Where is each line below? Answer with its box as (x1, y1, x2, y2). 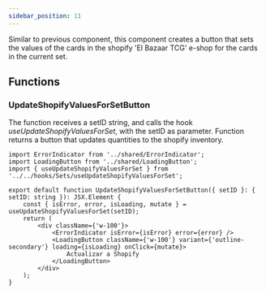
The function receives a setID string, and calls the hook (8, 118, 193, 128)
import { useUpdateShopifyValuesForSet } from (8, 165, 169, 173)
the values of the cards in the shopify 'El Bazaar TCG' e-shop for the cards (8, 42, 258, 53)
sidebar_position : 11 (8, 11, 82, 20)
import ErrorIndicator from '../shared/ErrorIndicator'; (8, 151, 205, 159)
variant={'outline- (178, 236, 245, 244)
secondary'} (8, 243, 49, 252)
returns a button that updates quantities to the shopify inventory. (8, 135, 225, 145)
